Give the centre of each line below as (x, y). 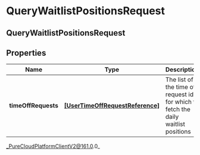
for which (179, 102)
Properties (26, 53)
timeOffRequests (34, 106)
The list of (179, 80)
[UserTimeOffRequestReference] (112, 106)
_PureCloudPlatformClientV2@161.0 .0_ (53, 146)
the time (177, 87)
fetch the (178, 109)
